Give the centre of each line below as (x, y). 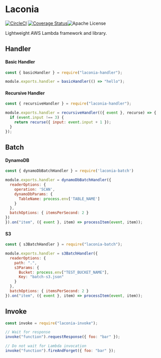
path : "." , (26, 263)
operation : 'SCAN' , (35, 189)
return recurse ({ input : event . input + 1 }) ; (63, 122)
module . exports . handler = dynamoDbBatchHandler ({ (58, 180)
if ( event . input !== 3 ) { (37, 118)
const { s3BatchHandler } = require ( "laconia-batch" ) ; (64, 244)
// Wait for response (28, 332)
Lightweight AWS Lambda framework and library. (56, 33)
